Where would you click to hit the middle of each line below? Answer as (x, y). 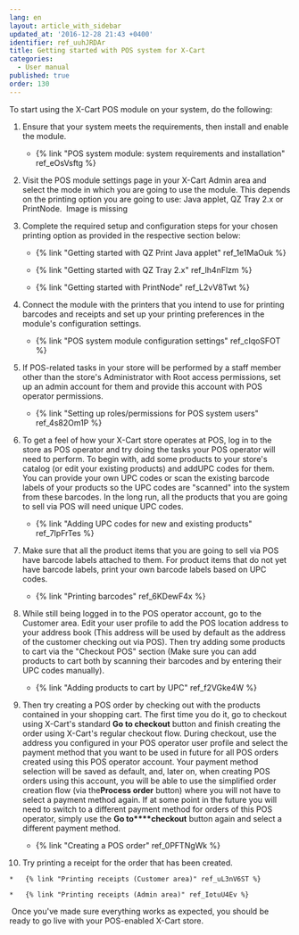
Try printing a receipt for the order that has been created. (128, 863)
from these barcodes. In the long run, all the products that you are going (155, 497)
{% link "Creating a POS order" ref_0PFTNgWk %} (128, 845)
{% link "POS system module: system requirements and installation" (160, 153)
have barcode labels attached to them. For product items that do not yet (154, 559)
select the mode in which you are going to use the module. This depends (156, 189)
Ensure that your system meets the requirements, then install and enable (155, 127)
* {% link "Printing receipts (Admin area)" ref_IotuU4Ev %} (129, 894)
